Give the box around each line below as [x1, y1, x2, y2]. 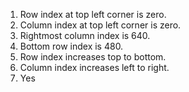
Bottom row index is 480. [19, 40, 124, 52]
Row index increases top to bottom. [19, 51, 167, 63]
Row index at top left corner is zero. [19, 9, 167, 20]
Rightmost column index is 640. [19, 30, 151, 41]
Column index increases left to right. [19, 62, 170, 73]
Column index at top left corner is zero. [19, 19, 182, 31]
